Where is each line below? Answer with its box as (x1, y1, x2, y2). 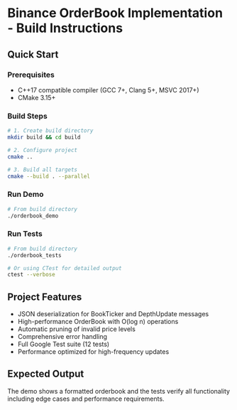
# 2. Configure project (7, 146, 78, 153)
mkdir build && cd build (7, 134, 81, 141)
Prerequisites (7, 70, 55, 80)
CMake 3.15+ (17, 93, 56, 102)
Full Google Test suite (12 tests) (17, 340, 110, 349)
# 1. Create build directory (7, 127, 94, 134)
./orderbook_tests (7, 252, 62, 259)
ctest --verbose (7, 271, 55, 279)
